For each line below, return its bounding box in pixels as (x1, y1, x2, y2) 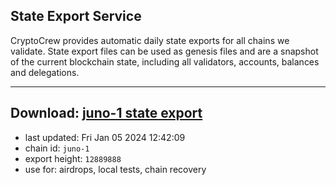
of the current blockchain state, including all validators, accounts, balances (10, 55, 320, 68)
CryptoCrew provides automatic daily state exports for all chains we (10, 34, 290, 46)
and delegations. (10, 66, 80, 78)
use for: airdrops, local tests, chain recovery (24, 163, 207, 175)
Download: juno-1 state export (10, 105, 203, 122)
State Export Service (10, 8, 142, 25)
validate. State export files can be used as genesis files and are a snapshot (10, 45, 319, 57)
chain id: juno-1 (24, 142, 90, 154)
